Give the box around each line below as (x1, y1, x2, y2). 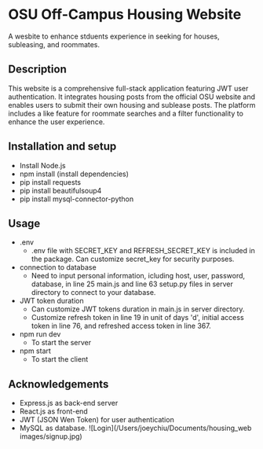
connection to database (19, 263, 97, 272)
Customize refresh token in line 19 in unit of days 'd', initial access (31, 313, 245, 322)
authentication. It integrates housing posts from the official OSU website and (8, 92, 256, 101)
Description (8, 63, 67, 76)
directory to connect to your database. (31, 288, 156, 297)
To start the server (31, 338, 92, 348)
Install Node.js (19, 160, 66, 170)
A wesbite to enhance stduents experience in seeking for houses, (8, 31, 220, 41)
